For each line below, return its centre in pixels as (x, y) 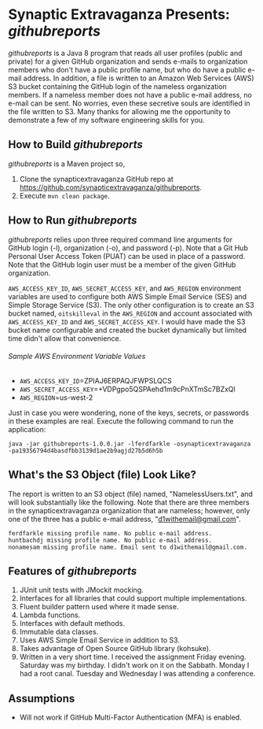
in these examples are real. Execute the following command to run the (121, 421)
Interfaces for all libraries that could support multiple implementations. (133, 598)
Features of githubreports (73, 571)
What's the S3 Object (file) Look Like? (102, 475)
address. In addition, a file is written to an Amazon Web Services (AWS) (139, 78)
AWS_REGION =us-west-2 (56, 397)
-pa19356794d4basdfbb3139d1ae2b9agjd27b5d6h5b (86, 450)
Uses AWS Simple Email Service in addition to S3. (100, 640)
